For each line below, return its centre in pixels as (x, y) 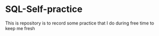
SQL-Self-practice (44, 9)
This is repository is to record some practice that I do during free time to (80, 23)
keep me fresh (20, 28)
